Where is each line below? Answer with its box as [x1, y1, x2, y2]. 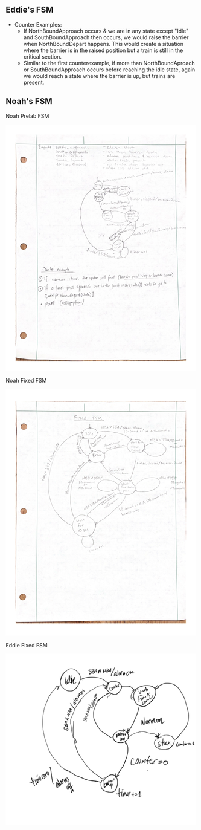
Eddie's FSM [5, 5, 54, 15]
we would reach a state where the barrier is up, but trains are [23, 72, 176, 79]
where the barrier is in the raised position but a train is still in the [23, 47, 183, 54]
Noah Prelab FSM [5, 112, 49, 120]
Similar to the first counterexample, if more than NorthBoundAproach [23, 59, 196, 66]
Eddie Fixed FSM [5, 641, 48, 649]
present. [23, 79, 45, 86]
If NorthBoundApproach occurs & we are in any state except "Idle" [23, 27, 189, 34]
